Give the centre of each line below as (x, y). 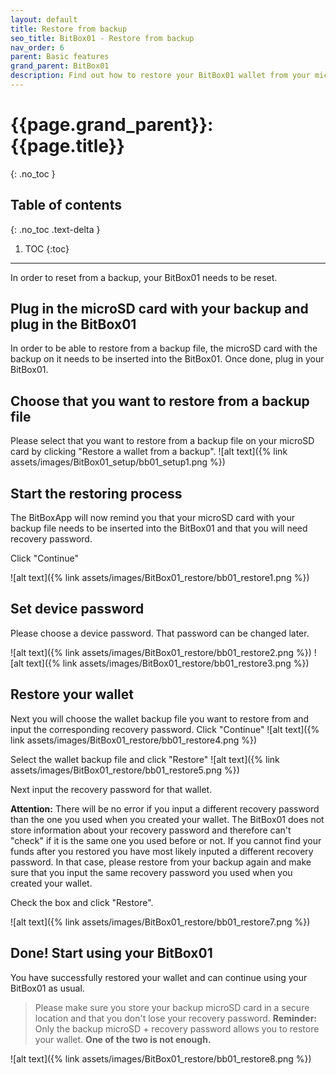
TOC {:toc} (47, 248)
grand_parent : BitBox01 (60, 66)
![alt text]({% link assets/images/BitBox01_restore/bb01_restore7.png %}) (160, 922)
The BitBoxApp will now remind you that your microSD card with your (152, 518)
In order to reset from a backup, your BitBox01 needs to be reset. (144, 277)
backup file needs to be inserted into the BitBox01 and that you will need (159, 528)
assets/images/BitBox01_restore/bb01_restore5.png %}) (125, 770)
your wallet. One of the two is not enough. (123, 1039)
